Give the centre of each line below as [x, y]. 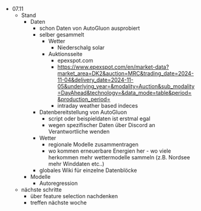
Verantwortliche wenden [79, 131]
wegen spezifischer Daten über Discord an [102, 125]
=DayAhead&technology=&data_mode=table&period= [124, 93]
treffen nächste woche [58, 202]
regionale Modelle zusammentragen [93, 144]
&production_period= [84, 99]
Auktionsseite [66, 54]
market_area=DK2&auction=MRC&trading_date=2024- [126, 73]
